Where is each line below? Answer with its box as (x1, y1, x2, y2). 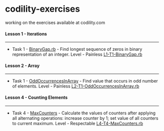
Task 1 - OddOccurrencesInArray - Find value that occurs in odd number (12, 78, 158, 84)
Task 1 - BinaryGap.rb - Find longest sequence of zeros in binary (12, 46, 143, 52)
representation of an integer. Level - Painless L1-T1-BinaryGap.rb (12, 51, 143, 57)
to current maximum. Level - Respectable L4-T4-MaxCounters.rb (12, 120, 143, 126)
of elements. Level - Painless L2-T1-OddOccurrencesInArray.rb (12, 83, 140, 89)
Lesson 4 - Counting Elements (5, 94, 68, 100)
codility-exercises (5, 3, 81, 15)
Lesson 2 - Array (5, 63, 40, 68)
